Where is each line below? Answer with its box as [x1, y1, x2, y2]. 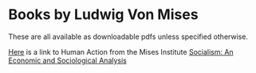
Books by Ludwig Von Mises [8, 6, 199, 24]
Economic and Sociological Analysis [8, 56, 128, 65]
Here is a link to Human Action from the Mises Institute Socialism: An [8, 47, 234, 56]
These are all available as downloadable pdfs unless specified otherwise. [8, 32, 249, 41]
